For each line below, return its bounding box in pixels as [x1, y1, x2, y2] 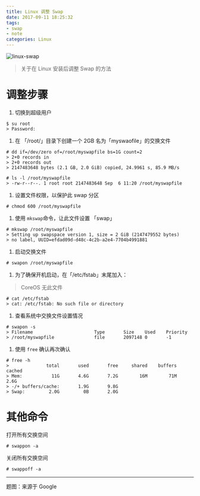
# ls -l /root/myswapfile [6, 175, 70, 181]
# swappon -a [6, 443, 39, 449]
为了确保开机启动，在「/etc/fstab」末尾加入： [14, 271, 128, 278]
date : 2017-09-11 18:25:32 [6, 14, 73, 20]
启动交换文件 [14, 248, 46, 255]
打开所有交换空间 [6, 431, 48, 438]
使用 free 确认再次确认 [14, 345, 71, 352]
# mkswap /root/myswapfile [6, 226, 73, 232]
